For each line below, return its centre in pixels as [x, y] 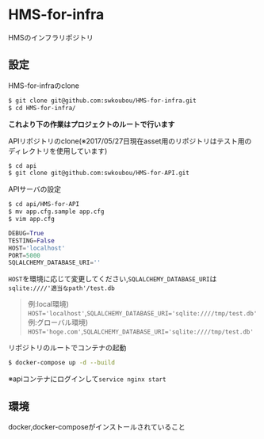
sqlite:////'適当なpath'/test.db [61, 288]
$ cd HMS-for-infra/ [42, 108]
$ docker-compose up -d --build [61, 363]
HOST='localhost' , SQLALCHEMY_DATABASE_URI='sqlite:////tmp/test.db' [142, 313]
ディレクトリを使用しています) [58, 151]
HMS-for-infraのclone [44, 86]
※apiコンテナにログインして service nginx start [87, 379]
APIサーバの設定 [35, 189]
